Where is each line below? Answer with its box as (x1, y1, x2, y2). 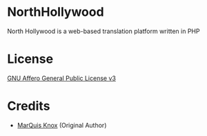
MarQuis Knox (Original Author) (17, 121, 107, 129)
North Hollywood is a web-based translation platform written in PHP (7, 27, 200, 35)
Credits (7, 98, 50, 114)
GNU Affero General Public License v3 (7, 74, 116, 82)
